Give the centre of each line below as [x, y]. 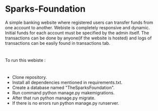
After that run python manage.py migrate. [54, 98]
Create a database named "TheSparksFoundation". [63, 88]
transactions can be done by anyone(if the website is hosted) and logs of [79, 38]
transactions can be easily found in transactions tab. [58, 43]
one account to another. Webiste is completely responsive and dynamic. [78, 27]
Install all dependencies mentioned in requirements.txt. [67, 83]
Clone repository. [30, 77]
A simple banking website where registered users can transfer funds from [79, 22]
